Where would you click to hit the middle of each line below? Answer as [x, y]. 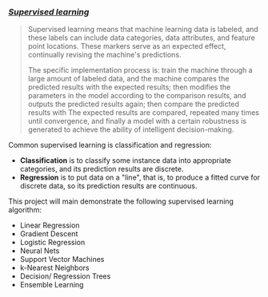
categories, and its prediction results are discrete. [102, 169]
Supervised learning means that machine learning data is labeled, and [143, 30]
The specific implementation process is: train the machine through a [140, 70]
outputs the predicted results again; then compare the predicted [134, 104]
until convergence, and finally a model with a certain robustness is [137, 121]
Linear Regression [50, 225]
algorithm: [25, 210]
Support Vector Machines [62, 259]
